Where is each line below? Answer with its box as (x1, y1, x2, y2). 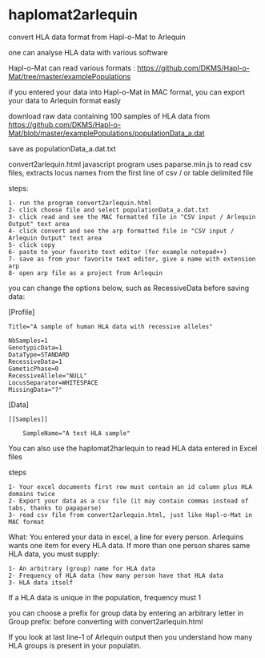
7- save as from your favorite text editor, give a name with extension (8, 255, 256, 263)
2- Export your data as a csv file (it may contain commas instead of (8, 497, 249, 505)
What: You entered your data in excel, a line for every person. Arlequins (8, 531, 244, 542)
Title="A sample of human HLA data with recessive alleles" (8, 322, 214, 330)
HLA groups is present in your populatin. (8, 640, 142, 650)
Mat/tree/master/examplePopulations (8, 71, 131, 81)
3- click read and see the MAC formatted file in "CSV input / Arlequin (8, 212, 256, 221)
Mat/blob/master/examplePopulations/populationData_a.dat (8, 128, 205, 138)
